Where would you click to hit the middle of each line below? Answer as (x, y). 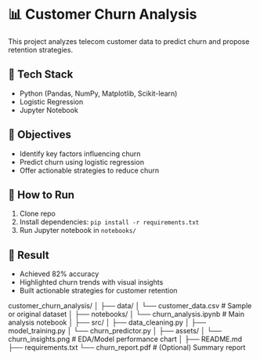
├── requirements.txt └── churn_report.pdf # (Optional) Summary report (127, 347)
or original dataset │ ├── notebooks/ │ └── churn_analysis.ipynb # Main (126, 315)
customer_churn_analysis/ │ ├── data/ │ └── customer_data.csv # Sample (130, 306)
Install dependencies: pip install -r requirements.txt (109, 222)
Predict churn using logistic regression (82, 162)
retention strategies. (40, 49)
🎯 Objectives (40, 135)
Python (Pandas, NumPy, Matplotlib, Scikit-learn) (98, 93)
